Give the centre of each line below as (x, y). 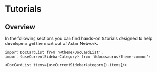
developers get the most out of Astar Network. (52, 43)
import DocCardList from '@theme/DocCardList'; (54, 52)
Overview (20, 27)
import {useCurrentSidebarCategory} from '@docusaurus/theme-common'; (78, 57)
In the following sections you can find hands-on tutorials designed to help (79, 38)
